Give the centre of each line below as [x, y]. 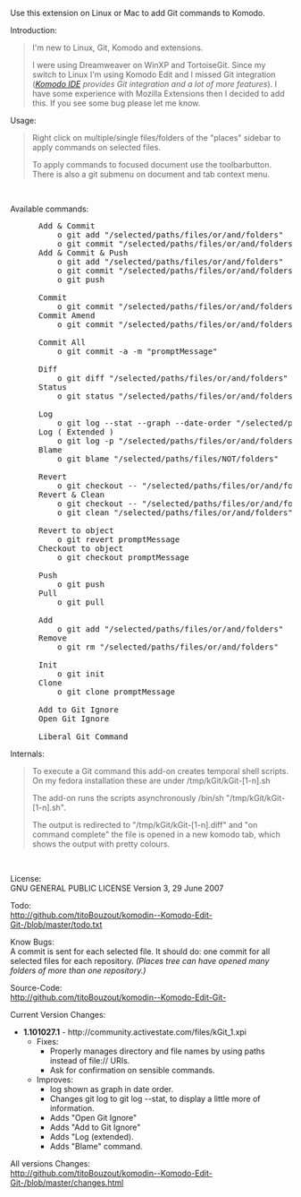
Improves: [55, 1080]
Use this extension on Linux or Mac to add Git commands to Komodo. [138, 13]
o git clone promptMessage [117, 692]
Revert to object [76, 531]
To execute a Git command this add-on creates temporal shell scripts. [160, 771]
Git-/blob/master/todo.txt [56, 925]
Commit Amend [67, 316]
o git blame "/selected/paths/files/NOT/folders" [168, 459]
